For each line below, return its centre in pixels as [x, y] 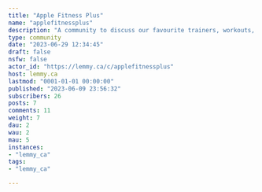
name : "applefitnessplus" [50, 23]
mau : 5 [19, 140]
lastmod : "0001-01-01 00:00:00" [61, 81]
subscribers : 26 [35, 96]
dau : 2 [19, 125]
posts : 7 [22, 103]
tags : [17, 162]
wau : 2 [19, 132]
